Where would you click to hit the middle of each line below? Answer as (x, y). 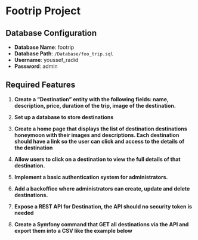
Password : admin (36, 66)
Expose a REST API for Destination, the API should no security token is (103, 206)
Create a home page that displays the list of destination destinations (100, 129)
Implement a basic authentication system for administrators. (91, 177)
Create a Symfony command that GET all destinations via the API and (101, 224)
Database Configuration (51, 33)
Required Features (41, 85)
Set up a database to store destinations (64, 117)
